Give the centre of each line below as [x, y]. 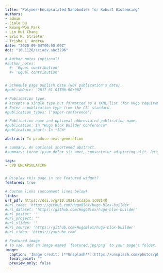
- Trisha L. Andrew [25, 41]
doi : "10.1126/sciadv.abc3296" [37, 50]
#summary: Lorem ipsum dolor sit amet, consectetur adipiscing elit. [77, 152]
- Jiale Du [16, 23]
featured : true [20, 183]
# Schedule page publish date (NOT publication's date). [64, 85]
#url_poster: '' [21, 214]
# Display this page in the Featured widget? [52, 178]
